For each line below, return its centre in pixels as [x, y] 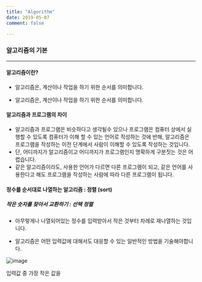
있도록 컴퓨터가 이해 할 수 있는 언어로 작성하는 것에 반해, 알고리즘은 [111, 137]
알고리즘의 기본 [27, 51]
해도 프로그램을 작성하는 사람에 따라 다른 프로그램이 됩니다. [105, 175]
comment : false [25, 23]
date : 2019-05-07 [28, 17]
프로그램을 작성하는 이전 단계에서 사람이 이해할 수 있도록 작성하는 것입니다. [103, 145]
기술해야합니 [179, 241]
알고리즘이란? [23, 72]
